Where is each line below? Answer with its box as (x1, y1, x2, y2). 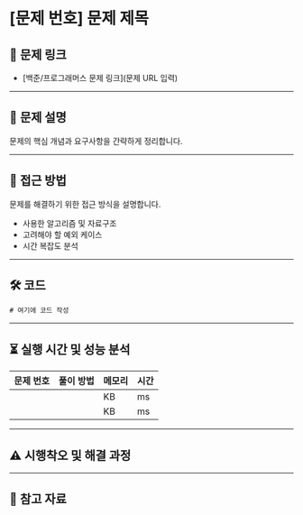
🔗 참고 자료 (9, 492, 68, 507)
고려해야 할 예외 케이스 (22, 229, 103, 240)
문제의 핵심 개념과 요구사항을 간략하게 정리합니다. (9, 135, 183, 146)
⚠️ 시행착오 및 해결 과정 (9, 447, 132, 463)
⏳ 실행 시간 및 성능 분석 (9, 342, 131, 357)
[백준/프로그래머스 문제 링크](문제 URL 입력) (22, 73, 179, 83)
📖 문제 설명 (9, 110, 68, 125)
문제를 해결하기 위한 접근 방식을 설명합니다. (9, 198, 161, 209)
